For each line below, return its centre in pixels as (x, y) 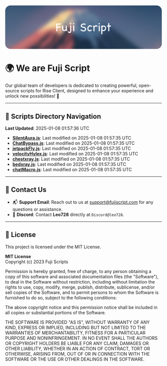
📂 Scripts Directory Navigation (53, 116)
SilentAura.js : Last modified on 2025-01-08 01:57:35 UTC (72, 138)
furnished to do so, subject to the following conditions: (61, 297)
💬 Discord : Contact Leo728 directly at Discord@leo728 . (68, 215)
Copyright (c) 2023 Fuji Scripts (37, 262)
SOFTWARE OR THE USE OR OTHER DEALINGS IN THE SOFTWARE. (75, 359)
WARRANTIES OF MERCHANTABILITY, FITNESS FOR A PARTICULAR (75, 333)
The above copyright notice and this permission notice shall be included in (81, 307)
